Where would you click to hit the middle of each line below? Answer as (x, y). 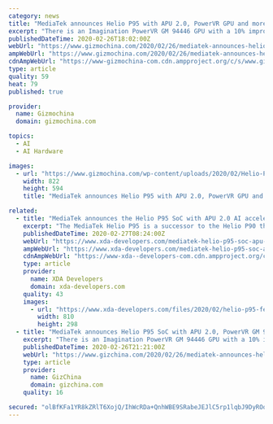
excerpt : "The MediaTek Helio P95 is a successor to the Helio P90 (139, 226)
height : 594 (43, 189)
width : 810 (56, 317)
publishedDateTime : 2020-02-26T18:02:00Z (80, 39)
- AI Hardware (39, 151)
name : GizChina (56, 378)
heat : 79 (23, 84)
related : (23, 211)
